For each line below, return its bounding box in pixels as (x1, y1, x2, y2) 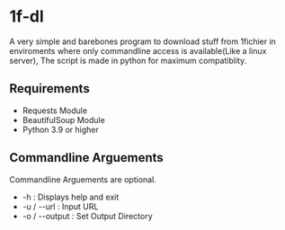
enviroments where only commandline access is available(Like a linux (9, 45, 267, 56)
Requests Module (22, 105, 88, 116)
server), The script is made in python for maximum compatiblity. (9, 55, 247, 66)
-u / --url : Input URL (22, 200, 99, 212)
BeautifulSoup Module (22, 114, 105, 125)
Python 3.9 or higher (22, 124, 99, 135)
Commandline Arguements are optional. (9, 173, 157, 185)
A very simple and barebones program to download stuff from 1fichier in (9, 36, 277, 47)
